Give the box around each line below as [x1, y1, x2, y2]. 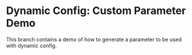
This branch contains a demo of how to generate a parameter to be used [6, 36, 182, 43]
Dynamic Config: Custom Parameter [6, 4, 186, 18]
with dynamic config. [6, 42, 57, 49]
